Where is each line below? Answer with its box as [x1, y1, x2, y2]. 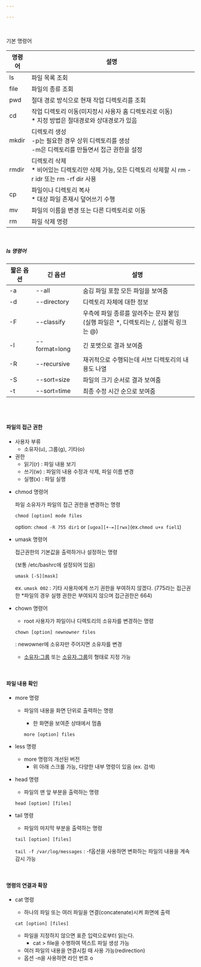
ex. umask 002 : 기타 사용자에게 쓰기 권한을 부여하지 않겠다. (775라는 [14, 584, 175, 591]
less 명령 [14, 743, 36, 750]
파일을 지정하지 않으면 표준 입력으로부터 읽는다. [23, 932, 135, 939]
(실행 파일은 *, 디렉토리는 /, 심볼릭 [83, 318, 175, 327]
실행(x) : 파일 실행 [23, 475, 66, 482]
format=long [35, 345, 71, 353]
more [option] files [23, 732, 75, 738]
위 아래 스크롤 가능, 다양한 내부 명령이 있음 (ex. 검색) [32, 763, 156, 770]
